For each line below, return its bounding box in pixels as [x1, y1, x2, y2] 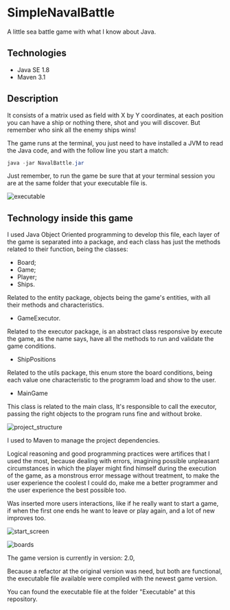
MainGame [16, 389, 48, 397]
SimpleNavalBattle [7, 5, 115, 21]
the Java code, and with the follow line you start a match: [7, 146, 169, 154]
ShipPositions [16, 355, 56, 364]
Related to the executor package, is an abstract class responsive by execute [7, 327, 222, 336]
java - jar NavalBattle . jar [7, 159, 84, 166]
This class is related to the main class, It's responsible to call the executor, [7, 403, 217, 411]
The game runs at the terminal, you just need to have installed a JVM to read [7, 139, 223, 147]
